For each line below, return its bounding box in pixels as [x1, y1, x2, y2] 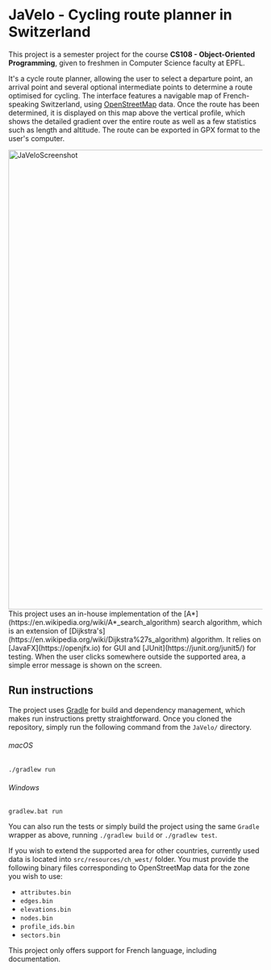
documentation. [8, 954, 61, 964]
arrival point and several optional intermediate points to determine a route [8, 82, 252, 92]
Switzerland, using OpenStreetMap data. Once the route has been [40, 99, 260, 109]
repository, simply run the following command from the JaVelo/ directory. [8, 722, 252, 731]
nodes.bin [19, 914, 54, 922]
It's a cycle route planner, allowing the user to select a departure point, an [8, 73, 253, 83]
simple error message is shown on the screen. [8, 660, 162, 670]
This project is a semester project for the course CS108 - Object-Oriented [8, 49, 256, 59]
